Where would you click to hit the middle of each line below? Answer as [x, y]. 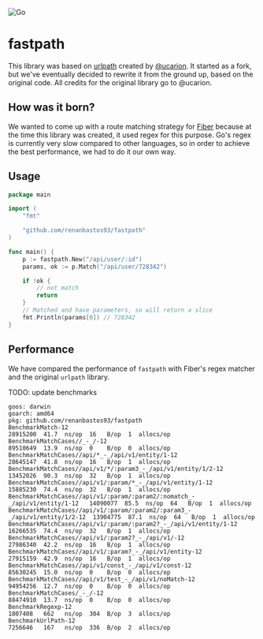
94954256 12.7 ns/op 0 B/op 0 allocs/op [89, 586]
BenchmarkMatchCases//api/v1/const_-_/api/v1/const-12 [100, 565]
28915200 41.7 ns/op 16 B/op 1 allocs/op [89, 434]
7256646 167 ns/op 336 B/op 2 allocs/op [89, 627]
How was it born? [52, 108]
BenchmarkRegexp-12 [40, 607]
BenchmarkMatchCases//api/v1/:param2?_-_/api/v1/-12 [96, 538]
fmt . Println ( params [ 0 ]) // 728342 [79, 317]
